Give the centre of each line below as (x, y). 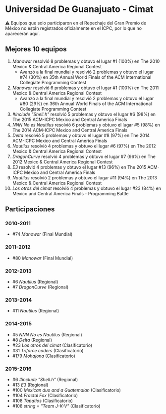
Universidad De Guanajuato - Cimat (79, 9)
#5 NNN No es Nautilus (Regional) (47, 334)
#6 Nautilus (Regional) (35, 282)
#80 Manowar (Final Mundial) (43, 258)
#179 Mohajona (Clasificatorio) (44, 356)
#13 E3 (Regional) (30, 385)
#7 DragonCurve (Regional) (40, 287)
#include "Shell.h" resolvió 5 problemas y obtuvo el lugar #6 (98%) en (84, 114)
